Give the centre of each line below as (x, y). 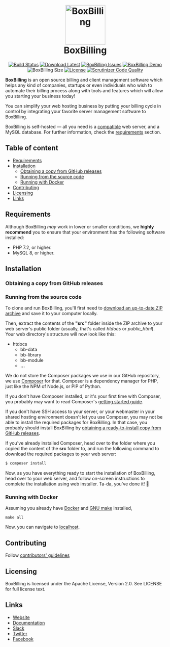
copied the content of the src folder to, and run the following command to (82, 449)
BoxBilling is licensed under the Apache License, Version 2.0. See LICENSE (84, 583)
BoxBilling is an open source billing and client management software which (84, 80)
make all (14, 517)
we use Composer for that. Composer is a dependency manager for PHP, (82, 381)
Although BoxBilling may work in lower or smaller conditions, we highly (80, 226)
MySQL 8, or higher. (33, 253)
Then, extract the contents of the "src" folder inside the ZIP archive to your (84, 323)
